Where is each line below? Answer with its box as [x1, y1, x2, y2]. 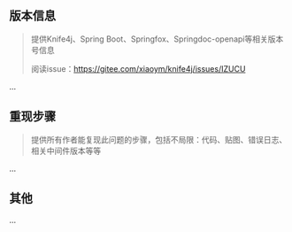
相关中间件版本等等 [30, 145, 102, 156]
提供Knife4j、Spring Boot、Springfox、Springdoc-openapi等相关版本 [30, 34, 284, 44]
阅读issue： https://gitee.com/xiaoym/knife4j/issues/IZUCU [30, 63, 246, 73]
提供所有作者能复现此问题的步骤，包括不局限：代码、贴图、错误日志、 [30, 134, 288, 144]
